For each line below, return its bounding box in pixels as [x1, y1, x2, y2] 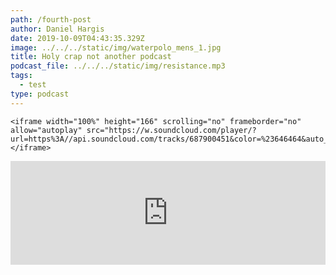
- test [19, 80, 47, 90]
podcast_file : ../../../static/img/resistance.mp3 [10, 61, 226, 71]
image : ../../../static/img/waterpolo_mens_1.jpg [10, 42, 222, 53]
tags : [10, 71, 33, 81]
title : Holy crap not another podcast [10, 52, 172, 62]
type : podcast [10, 89, 70, 99]
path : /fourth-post [10, 14, 92, 25]
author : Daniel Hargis [10, 24, 105, 34]
